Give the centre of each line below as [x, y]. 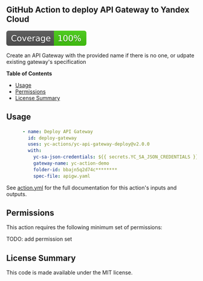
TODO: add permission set [39, 239]
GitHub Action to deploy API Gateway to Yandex [98, 10]
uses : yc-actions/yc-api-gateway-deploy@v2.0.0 [89, 144]
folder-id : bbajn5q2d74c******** [75, 169]
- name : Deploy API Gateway [58, 131]
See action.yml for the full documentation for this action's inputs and [92, 188]
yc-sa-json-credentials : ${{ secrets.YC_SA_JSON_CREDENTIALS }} [116, 157]
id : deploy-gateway [53, 138]
